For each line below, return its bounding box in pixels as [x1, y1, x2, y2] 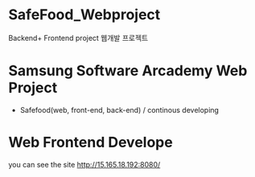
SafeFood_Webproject [8, 6, 161, 24]
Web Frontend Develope [8, 134, 173, 151]
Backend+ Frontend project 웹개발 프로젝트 [8, 33, 149, 42]
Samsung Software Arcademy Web [8, 62, 248, 80]
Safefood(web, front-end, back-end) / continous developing [19, 105, 220, 115]
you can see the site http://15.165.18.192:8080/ [8, 159, 161, 169]
